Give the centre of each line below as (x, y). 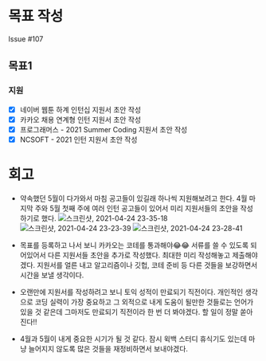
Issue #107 (26, 39)
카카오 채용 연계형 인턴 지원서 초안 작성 (80, 120)
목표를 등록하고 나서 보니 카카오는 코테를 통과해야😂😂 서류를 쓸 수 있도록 (134, 245)
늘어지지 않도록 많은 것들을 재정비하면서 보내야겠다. (108, 348)
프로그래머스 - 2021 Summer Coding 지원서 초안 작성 (104, 129)
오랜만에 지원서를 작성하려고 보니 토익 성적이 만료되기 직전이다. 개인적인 (131, 292)
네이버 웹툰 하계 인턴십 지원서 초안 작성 (80, 109)
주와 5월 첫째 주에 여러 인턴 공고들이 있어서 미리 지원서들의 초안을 (137, 208)
